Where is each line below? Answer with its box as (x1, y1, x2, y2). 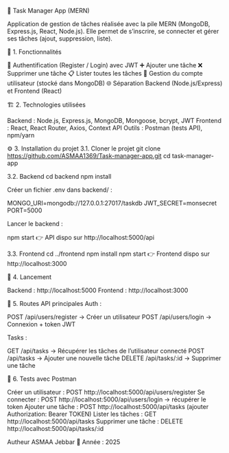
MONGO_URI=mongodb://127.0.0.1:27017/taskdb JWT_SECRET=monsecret (7, 199, 217, 207)
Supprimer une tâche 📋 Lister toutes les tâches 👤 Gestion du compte (7, 69, 204, 77)
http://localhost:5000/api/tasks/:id (7, 425, 104, 432)
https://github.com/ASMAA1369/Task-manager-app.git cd (7, 152, 171, 159)
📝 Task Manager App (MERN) (7, 7, 91, 14)
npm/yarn (7, 131, 35, 139)
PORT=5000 (7, 206, 43, 214)
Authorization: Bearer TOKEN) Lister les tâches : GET (7, 410, 157, 418)
